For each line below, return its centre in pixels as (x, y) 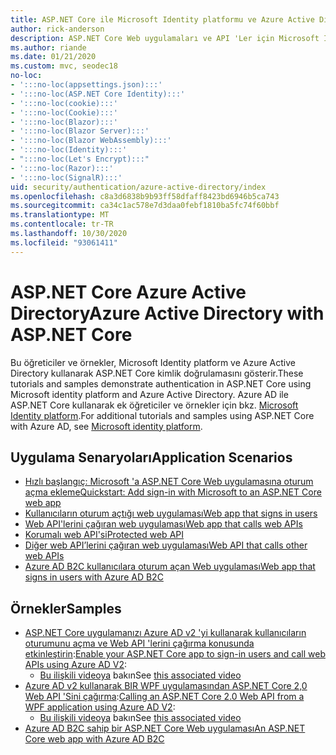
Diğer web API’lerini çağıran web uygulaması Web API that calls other (166, 545)
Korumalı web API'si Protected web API (104, 535)
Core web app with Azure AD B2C (94, 739)
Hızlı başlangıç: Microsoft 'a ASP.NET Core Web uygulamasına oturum (169, 482)
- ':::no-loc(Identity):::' (69, 150)
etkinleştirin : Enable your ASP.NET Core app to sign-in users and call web (175, 654)
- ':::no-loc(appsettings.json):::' (86, 85)
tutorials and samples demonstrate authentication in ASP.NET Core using (161, 383)
